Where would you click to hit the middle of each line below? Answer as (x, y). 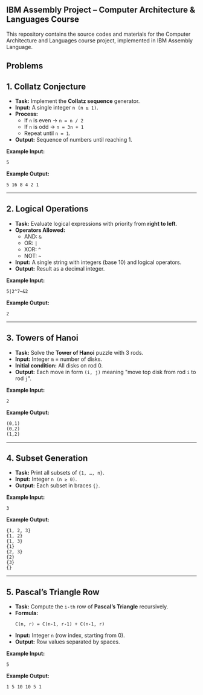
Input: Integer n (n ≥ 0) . (46, 479)
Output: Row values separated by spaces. (67, 642)
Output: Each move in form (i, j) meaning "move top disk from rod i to (105, 372)
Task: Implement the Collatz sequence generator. (77, 101)
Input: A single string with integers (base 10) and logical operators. (98, 262)
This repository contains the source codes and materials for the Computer (98, 34)
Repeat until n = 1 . (47, 133)
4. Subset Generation (47, 459)
